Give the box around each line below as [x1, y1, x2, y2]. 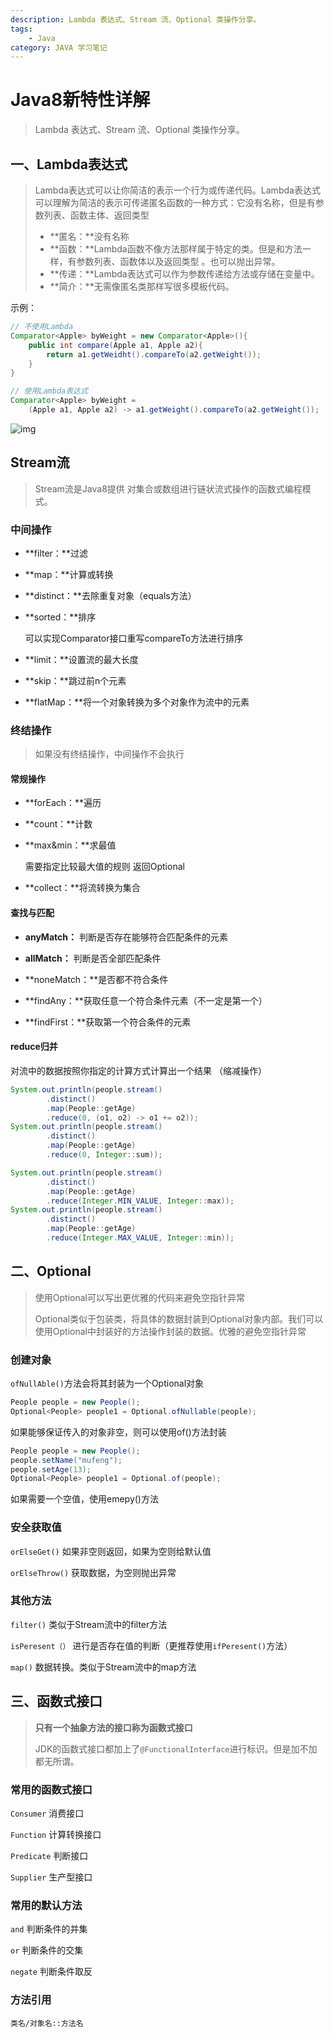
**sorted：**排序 [24, 611, 97, 623]
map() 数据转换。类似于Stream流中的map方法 [10, 1661, 197, 1673]
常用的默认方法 [10, 1898, 83, 1912]
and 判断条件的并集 [10, 1923, 88, 1935]
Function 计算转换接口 [10, 1828, 102, 1840]
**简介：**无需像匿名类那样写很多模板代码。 [49, 281, 235, 292]
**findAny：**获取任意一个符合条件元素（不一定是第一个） [24, 994, 268, 1006]
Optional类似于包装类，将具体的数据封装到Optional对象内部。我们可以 [34, 1312, 324, 1325]
